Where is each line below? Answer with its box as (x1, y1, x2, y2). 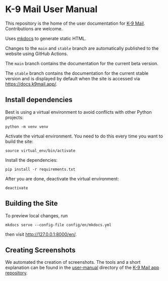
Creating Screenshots (5, 246, 76, 254)
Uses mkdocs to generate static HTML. (5, 35, 87, 41)
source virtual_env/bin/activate (5, 148, 76, 153)
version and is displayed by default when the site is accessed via (5, 75, 140, 81)
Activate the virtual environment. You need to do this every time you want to (5, 133, 163, 139)
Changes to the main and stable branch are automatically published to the (5, 45, 159, 51)
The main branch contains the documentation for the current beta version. (5, 60, 159, 66)
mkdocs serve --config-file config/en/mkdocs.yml (5, 222, 112, 227)
